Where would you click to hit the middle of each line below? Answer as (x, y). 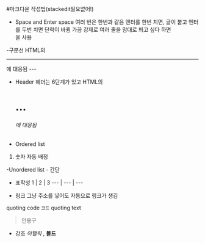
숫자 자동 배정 (31, 157)
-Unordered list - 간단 (33, 170)
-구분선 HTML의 (26, 50)
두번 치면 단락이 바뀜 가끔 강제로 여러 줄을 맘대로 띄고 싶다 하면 (96, 30)
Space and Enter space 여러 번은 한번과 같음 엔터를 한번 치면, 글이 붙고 (101, 22)
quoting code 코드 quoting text (44, 208)
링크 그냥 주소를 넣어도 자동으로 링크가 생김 (67, 196)
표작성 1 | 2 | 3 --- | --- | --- (49, 183)
